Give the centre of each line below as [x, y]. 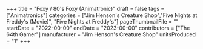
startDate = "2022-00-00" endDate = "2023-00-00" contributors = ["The [98, 28]
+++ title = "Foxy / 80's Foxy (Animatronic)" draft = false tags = [85, 9]
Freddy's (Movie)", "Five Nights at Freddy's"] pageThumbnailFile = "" [92, 21]
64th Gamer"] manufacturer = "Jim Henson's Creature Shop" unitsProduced [101, 34]
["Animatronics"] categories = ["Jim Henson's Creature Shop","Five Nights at [102, 15]
